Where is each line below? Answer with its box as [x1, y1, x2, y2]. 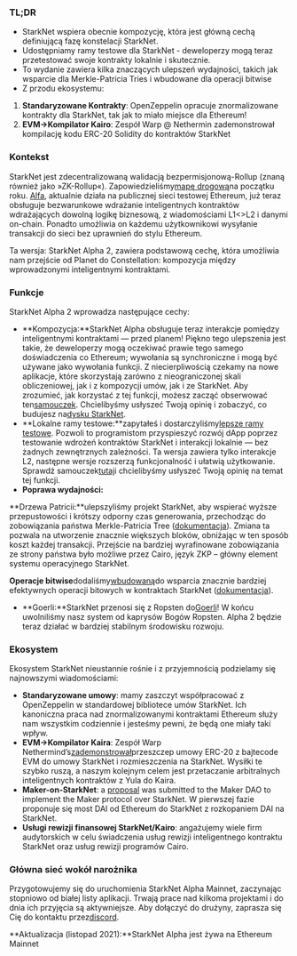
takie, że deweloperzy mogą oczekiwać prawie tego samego [21, 342, 244, 353]
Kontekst [9, 151, 50, 164]
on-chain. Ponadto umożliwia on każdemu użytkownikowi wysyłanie [9, 218, 258, 229]
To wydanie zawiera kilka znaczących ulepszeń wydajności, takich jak [21, 64, 278, 75]
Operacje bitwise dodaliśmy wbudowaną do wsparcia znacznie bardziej [9, 575, 267, 586]
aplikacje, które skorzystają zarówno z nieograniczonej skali [21, 371, 242, 382]
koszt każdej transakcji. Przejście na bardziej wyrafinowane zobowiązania [9, 539, 279, 550]
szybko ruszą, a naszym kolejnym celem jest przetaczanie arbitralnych [21, 766, 281, 776]
